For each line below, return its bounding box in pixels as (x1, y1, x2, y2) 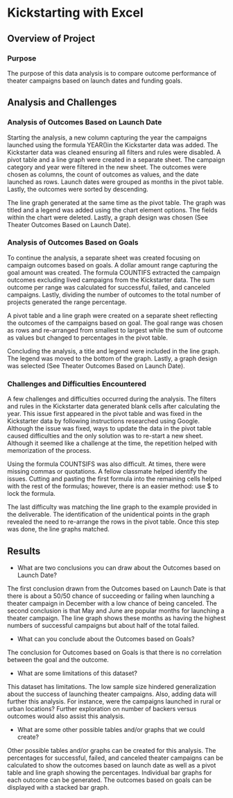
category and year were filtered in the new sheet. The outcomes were (7, 163, 207, 171)
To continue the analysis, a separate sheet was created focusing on (7, 253, 200, 262)
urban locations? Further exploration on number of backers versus (7, 704, 197, 713)
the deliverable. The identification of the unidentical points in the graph (7, 510, 210, 519)
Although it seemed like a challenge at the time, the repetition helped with (7, 439, 218, 447)
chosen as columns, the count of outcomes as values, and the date (7, 170, 199, 178)
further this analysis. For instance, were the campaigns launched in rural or (7, 697, 222, 706)
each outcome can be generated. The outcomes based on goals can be (7, 776, 212, 784)
